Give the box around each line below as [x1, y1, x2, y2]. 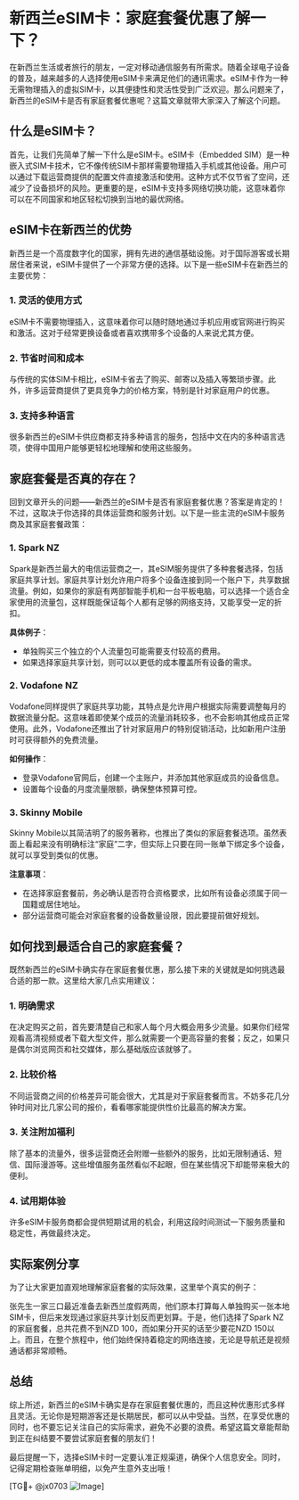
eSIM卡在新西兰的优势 [9, 222, 132, 237]
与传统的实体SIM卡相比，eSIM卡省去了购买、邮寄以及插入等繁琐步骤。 [9, 374, 269, 384]
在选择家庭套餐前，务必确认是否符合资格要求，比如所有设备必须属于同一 [21, 888, 287, 899]
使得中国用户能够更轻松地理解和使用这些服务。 [24, 442, 197, 453]
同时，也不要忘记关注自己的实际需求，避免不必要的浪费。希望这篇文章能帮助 [9, 1422, 290, 1432]
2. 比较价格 [9, 1068, 57, 1081]
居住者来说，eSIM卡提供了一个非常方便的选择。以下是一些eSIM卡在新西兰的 [9, 259, 289, 269]
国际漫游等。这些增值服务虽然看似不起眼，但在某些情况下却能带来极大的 [24, 1158, 290, 1169]
